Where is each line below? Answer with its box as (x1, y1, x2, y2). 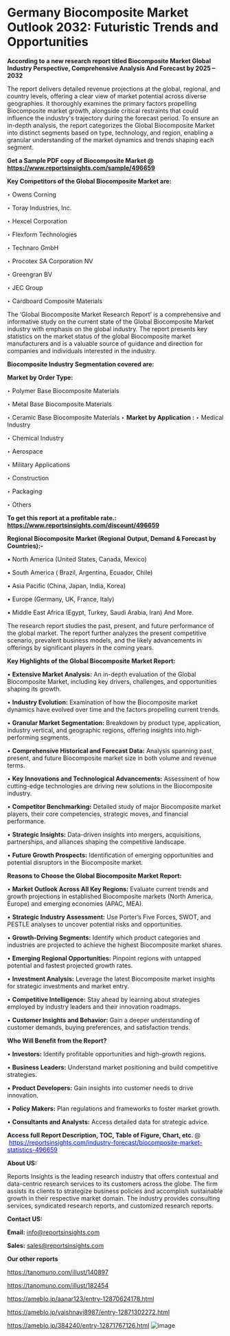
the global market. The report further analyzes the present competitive (7, 629, 207, 637)
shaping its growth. (7, 684, 62, 693)
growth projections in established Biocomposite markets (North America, (7, 892, 213, 900)
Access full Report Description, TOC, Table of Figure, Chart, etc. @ (7, 1131, 201, 1139)
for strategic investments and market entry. (7, 981, 129, 990)
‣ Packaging (7, 487, 43, 496)
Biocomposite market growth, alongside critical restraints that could (7, 107, 199, 115)
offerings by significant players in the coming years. (7, 643, 154, 652)
